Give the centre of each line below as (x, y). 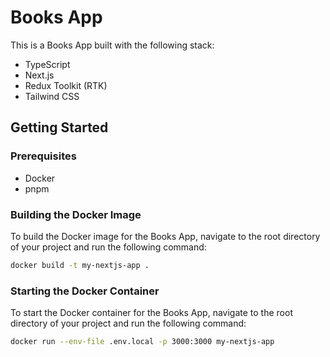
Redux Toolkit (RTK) (66, 85)
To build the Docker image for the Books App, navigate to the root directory (165, 236)
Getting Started (59, 127)
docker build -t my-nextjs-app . (80, 265)
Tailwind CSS (52, 96)
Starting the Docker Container (85, 291)
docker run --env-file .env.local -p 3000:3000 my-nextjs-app (142, 342)
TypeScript (47, 64)
